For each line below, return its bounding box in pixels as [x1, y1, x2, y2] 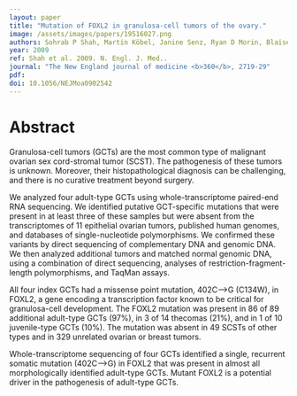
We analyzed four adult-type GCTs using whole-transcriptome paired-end [9, 191, 278, 202]
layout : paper [9, 12, 62, 22]
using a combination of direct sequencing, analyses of [9, 258, 207, 268]
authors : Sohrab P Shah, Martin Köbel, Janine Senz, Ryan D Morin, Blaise [9, 37, 291, 47]
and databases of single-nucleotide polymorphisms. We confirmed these [9, 229, 276, 240]
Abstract [9, 117, 75, 137]
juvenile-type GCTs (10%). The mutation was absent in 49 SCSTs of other [9, 322, 278, 332]
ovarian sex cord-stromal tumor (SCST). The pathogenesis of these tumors [9, 156, 283, 167]
